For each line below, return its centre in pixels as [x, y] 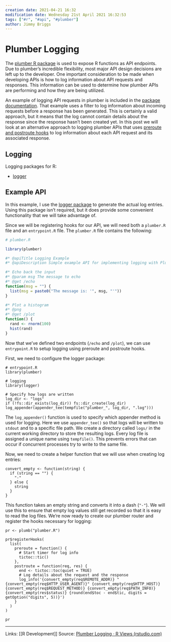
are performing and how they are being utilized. [55, 91]
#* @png [13, 310]
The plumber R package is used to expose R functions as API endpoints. [81, 64]
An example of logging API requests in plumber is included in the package [83, 100]
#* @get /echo [20, 282]
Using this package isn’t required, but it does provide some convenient [79, 210]
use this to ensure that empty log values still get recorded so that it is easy [83, 510]
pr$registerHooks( [25, 539]
